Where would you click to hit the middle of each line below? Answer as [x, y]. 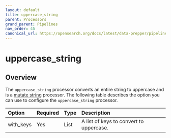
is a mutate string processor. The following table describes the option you [82, 95]
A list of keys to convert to [112, 121]
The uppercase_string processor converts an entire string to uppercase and [85, 90]
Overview [21, 77]
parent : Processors [26, 19]
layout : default [22, 10]
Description [96, 113]
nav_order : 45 [20, 29]
